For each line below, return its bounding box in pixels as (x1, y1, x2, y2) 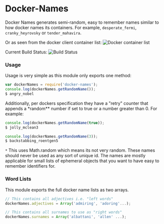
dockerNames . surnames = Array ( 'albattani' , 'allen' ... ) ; (5, 215, 127, 220)
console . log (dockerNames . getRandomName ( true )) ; (5, 120, 105, 125)
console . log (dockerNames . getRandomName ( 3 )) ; (5, 134, 98, 139)
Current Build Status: (5, 49, 48, 55)
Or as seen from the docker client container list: (5, 39, 102, 45)
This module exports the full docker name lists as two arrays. (5, 186, 129, 193)
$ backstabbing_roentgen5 (5, 138, 58, 143)
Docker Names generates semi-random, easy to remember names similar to (5, 19, 159, 25)
